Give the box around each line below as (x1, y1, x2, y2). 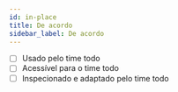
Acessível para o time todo (21, 63, 119, 74)
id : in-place (9, 12, 57, 22)
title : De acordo (9, 21, 73, 30)
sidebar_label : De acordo (9, 29, 104, 38)
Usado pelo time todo (21, 53, 100, 64)
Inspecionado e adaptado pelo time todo (21, 73, 169, 83)
